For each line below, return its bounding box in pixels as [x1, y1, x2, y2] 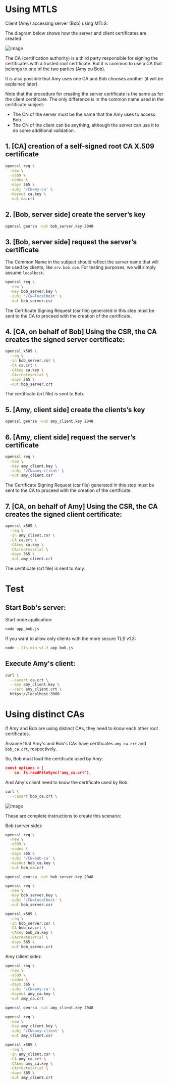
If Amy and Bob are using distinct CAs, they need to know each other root [5, 726, 158, 731]
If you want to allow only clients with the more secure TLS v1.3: [5, 636, 136, 642]
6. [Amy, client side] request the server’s [5, 433, 136, 441]
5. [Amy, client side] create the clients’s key [5, 405, 145, 414]
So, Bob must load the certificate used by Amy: [5, 756, 103, 761]
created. [5, 35, 23, 41]
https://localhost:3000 [10, 692, 60, 697]
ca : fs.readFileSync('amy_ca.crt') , [14, 770, 92, 775]
